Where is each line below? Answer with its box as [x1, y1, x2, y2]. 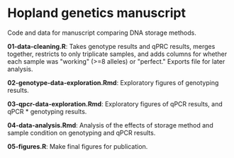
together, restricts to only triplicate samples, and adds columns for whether [7, 50, 228, 58]
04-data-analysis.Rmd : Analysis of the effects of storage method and [7, 120, 214, 129]
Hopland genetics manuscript [7, 5, 186, 21]
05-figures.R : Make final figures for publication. [7, 142, 148, 150]
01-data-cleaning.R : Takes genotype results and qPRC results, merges [7, 42, 216, 50]
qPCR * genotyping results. [7, 107, 87, 115]
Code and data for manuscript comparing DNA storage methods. [7, 28, 196, 37]
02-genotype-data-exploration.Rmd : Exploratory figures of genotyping [7, 78, 219, 86]
